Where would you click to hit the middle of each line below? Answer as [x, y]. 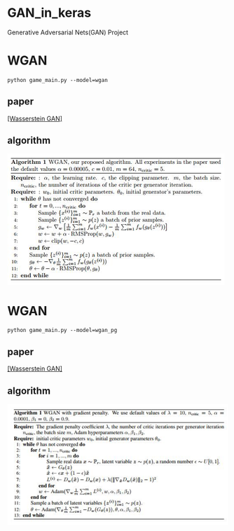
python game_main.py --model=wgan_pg [62, 331]
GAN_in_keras [49, 13]
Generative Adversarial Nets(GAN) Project [68, 32]
